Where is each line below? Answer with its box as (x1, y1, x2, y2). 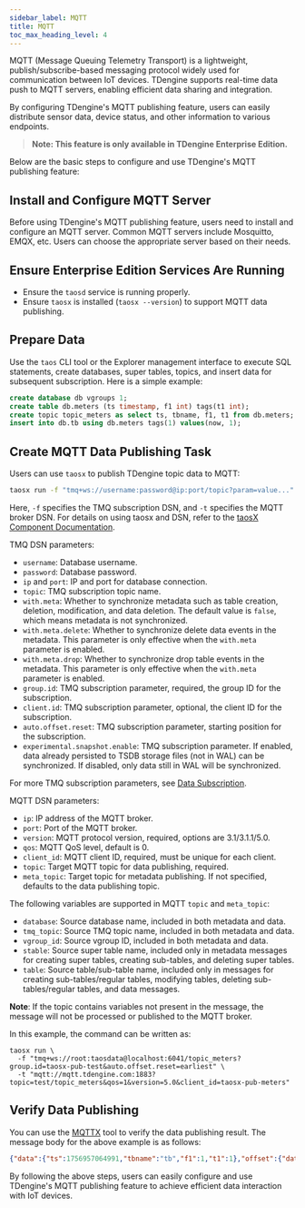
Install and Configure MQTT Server (9, 192, 212, 208)
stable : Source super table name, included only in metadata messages (22, 945, 288, 956)
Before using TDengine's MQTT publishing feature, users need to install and (9, 217, 294, 228)
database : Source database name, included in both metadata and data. (22, 916, 286, 927)
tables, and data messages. (76, 984, 181, 994)
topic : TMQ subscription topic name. (22, 586, 162, 596)
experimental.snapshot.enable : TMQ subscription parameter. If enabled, (22, 741, 293, 751)
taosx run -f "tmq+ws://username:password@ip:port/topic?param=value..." (9, 486, 295, 495)
